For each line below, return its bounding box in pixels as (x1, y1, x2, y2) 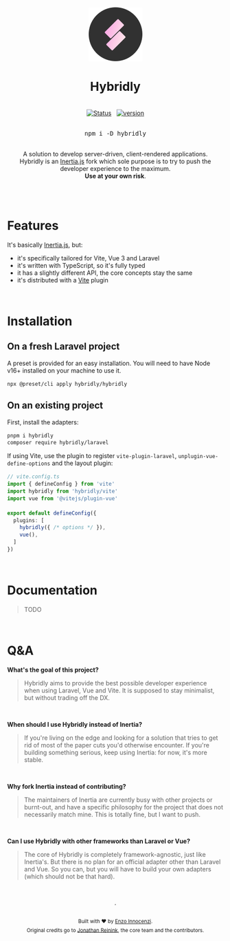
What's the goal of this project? (7, 665, 100, 674)
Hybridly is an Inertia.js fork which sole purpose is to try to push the (19, 157, 211, 165)
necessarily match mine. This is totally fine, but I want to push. (23, 810, 201, 818)
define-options (7, 460, 51, 468)
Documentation (7, 583, 98, 599)
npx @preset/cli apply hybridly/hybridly (7, 380, 128, 387)
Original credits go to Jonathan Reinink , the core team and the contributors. (26, 927, 205, 933)
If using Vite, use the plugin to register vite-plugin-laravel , (7, 452, 177, 460)
